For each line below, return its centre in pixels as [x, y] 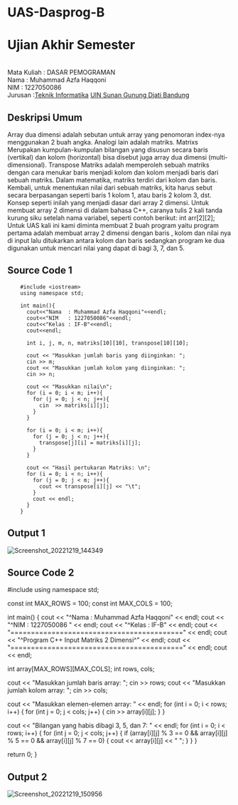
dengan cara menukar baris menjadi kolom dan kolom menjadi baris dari [113, 172]
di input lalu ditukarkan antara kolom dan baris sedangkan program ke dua [116, 240]
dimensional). [27, 165]
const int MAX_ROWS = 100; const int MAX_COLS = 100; [90, 603]
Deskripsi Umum [45, 117]
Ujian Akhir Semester [71, 45]
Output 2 [27, 777]
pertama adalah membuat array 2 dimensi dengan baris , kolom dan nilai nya [119, 233]
